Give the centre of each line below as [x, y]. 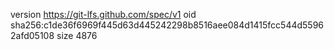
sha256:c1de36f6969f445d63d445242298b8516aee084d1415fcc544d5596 [167, 25]
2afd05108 [32, 35]
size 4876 [77, 35]
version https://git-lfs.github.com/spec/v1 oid [103, 14]
